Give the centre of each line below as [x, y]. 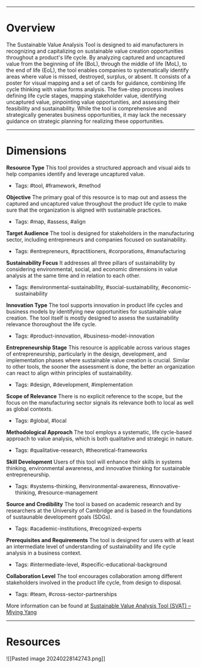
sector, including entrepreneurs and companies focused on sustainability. [97, 239]
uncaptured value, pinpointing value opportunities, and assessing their [93, 102]
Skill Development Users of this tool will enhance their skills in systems [94, 462]
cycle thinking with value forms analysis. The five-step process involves [95, 89]
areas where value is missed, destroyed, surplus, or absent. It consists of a [98, 76]
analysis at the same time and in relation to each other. [73, 275]
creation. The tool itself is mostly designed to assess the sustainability [93, 318]
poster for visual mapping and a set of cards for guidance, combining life [96, 83]
